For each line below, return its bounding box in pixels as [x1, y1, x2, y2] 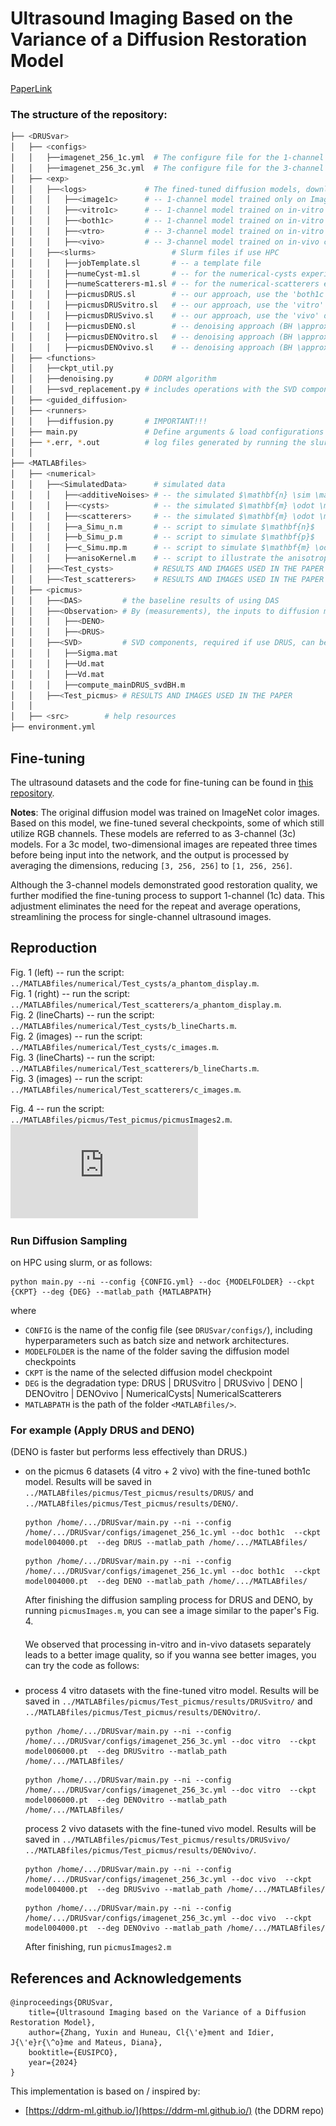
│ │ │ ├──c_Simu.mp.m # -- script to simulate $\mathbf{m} [10, 543, 311, 553]
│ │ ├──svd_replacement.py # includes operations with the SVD [10, 385, 298, 395]
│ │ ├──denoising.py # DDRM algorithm [10, 374, 217, 384]
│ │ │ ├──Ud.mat [10, 658, 105, 669]
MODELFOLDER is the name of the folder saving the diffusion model [24, 1345, 290, 1357]
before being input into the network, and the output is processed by [10, 848, 290, 861]
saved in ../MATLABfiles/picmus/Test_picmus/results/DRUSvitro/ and [24, 1695, 313, 1707]
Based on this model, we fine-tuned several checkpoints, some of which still [10, 817, 325, 829]
